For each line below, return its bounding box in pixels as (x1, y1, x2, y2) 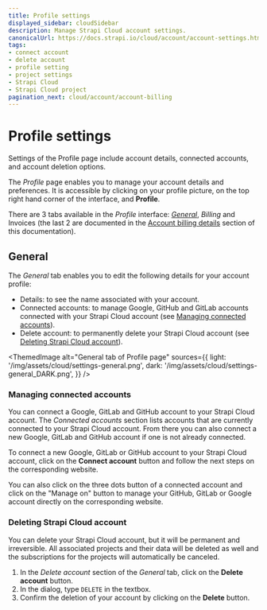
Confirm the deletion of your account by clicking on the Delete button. (19, 593, 250, 602)
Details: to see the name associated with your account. (19, 295, 200, 304)
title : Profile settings (8, 11, 91, 20)
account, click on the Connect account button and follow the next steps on (8, 457, 255, 466)
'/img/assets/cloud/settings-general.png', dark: (8, 361, 163, 370)
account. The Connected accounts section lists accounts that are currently (8, 415, 253, 425)
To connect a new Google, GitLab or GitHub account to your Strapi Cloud (8, 448, 247, 457)
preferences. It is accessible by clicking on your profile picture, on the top (8, 186, 250, 196)
